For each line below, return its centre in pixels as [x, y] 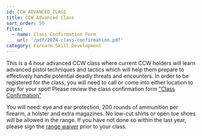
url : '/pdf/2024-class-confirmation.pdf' [70, 40]
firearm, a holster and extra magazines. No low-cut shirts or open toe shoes [101, 114]
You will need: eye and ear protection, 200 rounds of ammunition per [92, 107]
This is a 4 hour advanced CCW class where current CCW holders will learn [101, 63]
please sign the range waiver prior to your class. [67, 126]
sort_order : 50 [25, 23]
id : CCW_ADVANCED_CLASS [36, 12]
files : [15, 29]
